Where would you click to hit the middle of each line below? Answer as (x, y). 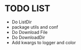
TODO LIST (27, 8)
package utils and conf (35, 27)
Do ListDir (22, 22)
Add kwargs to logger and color (44, 42)
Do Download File (29, 32)
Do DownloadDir (28, 37)
